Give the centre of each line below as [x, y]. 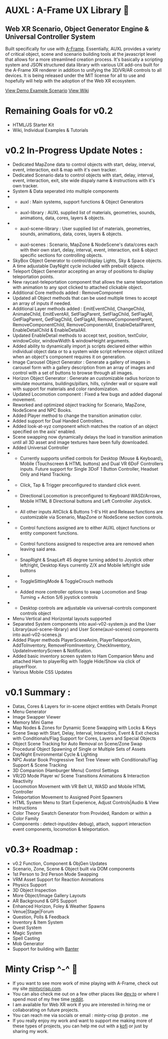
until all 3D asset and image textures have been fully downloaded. [80, 442]
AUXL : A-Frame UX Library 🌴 [67, 10]
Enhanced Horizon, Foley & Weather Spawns [59, 906]
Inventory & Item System [38, 922]
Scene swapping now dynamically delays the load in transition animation [88, 437]
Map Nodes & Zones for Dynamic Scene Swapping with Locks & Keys [84, 727]
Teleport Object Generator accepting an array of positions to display [83, 271]
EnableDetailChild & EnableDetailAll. [49, 330]
